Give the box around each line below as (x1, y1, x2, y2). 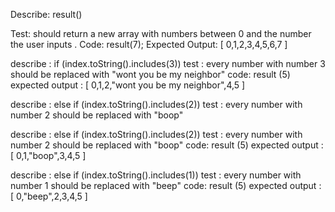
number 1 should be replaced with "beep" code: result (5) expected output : (10, 180, 322, 191)
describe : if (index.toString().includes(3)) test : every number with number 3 (10, 58, 326, 69)
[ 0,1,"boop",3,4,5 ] (10, 150, 87, 161)
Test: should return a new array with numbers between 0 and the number (10, 28, 312, 39)
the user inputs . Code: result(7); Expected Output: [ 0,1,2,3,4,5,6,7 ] (10, 39, 288, 50)
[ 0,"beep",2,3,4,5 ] (10, 190, 88, 202)
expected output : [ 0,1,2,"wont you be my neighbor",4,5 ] (10, 79, 246, 91)
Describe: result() (10, 9, 83, 20)
